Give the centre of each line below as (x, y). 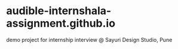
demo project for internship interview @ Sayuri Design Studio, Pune (89, 40)
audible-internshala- (59, 11)
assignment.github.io (61, 23)
